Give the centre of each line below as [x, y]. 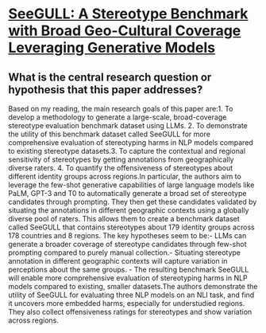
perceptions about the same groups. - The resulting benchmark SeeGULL [129, 269]
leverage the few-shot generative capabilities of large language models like [131, 185]
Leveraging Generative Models [112, 48]
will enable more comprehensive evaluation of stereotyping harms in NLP [128, 278]
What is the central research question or [110, 77]
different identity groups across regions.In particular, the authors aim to [125, 176]
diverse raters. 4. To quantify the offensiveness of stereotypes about [121, 168]
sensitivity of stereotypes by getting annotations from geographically [121, 159]
